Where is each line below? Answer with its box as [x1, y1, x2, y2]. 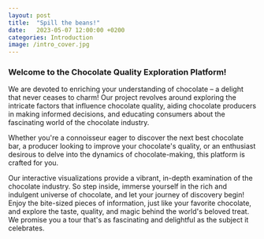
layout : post [8, 11, 51, 20]
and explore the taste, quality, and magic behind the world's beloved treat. [8, 207, 250, 216]
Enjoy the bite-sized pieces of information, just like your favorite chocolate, [8, 198, 252, 208]
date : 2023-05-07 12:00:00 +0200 [8, 26, 125, 34]
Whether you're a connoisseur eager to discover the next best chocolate [8, 133, 244, 142]
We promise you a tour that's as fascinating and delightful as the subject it [8, 215, 249, 225]
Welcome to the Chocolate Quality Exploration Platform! [8, 67, 227, 78]
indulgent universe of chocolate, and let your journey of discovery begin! [8, 190, 245, 200]
